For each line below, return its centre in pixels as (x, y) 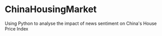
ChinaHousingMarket (51, 9)
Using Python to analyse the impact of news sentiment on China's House (81, 23)
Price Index (16, 28)
